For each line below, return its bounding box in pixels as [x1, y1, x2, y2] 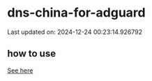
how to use [7, 48, 56, 60]
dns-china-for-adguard [7, 5, 146, 21]
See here [7, 66, 33, 74]
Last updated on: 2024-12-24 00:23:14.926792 [7, 28, 143, 36]
